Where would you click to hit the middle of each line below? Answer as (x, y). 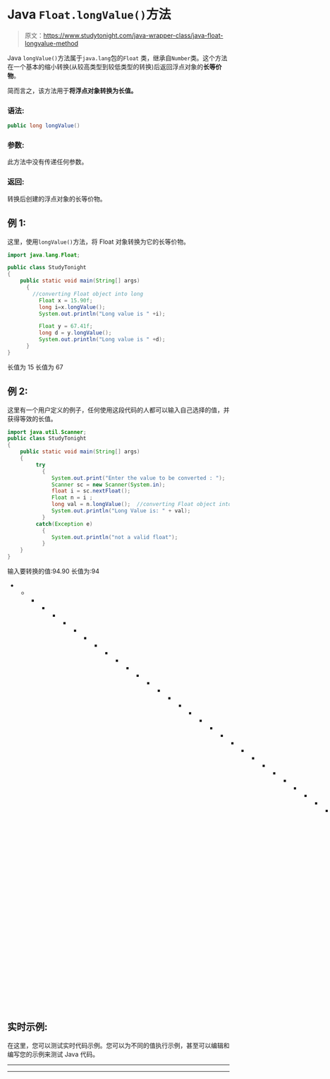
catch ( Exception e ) (64, 524)
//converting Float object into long (88, 294)
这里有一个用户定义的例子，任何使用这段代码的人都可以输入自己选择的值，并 (118, 410)
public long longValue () (44, 126)
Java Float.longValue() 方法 (89, 14)
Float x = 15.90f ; (66, 300)
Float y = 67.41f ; (66, 326)
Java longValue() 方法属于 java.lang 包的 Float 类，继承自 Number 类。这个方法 (117, 58)
